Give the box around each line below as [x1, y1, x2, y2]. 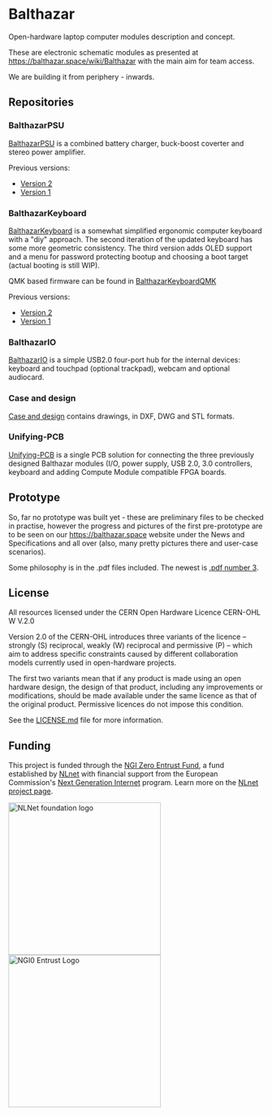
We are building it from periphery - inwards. [8, 72, 155, 81]
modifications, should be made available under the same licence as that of [8, 691, 257, 701]
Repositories [8, 95, 75, 110]
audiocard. [8, 372, 45, 382]
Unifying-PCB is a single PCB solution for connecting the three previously [8, 449, 254, 459]
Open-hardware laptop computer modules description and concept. [8, 32, 235, 41]
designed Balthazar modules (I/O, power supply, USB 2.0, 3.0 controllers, [8, 458, 253, 468]
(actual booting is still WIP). [8, 260, 100, 270]
